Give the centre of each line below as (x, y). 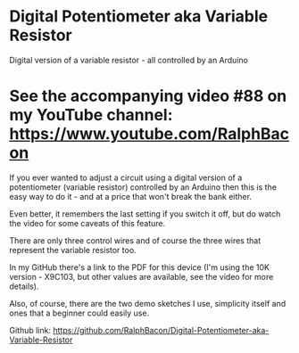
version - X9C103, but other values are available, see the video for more (141, 276)
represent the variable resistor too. (73, 250)
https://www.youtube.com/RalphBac (149, 134)
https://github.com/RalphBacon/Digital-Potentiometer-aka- (161, 330)
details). (24, 286)
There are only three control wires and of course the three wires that (135, 240)
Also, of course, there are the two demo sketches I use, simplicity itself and (148, 303)
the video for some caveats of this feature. (87, 223)
